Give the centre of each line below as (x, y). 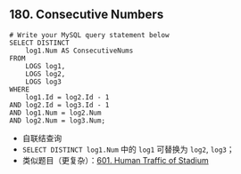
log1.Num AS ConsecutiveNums (79, 51)
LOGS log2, (46, 74)
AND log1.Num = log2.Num (55, 113)
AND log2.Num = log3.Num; (57, 120)
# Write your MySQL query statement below (89, 35)
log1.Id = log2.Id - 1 (67, 97)
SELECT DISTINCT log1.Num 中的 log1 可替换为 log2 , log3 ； (128, 149)
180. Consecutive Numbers (87, 15)
